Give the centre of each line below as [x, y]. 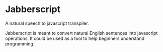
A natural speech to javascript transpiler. [47, 23]
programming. [20, 43]
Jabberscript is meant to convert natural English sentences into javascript [81, 33]
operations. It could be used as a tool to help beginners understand [75, 38]
